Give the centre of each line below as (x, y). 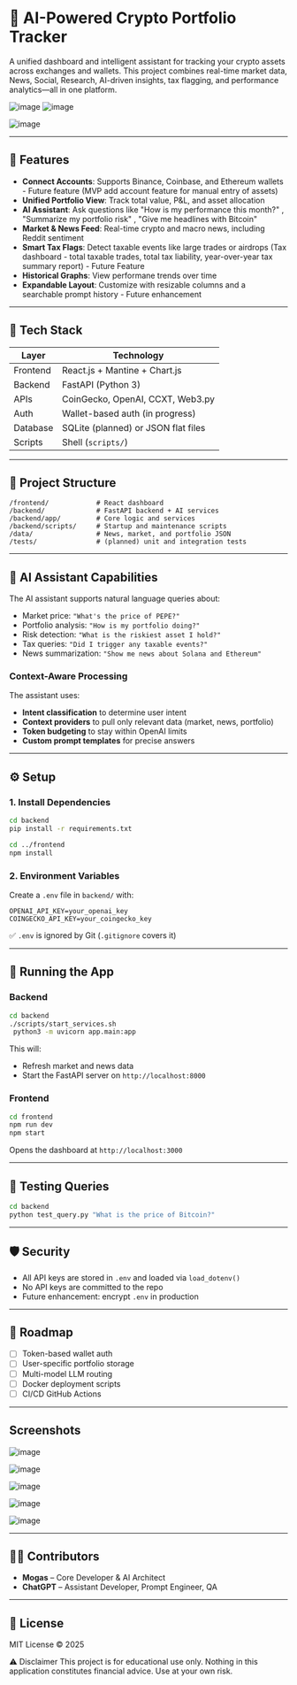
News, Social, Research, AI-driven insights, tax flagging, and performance (144, 80)
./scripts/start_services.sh (63, 1024)
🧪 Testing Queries (59, 1186)
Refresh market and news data (78, 1066)
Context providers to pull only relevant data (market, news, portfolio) (148, 722)
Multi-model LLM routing (67, 1373)
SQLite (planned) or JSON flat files (133, 427)
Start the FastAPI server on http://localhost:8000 (114, 1075)
